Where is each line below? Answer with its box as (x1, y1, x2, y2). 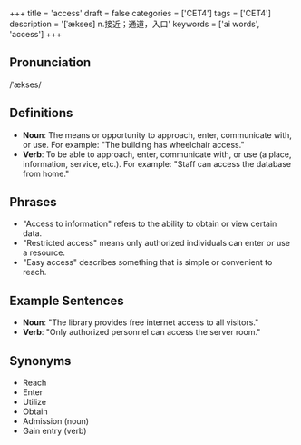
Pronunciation (9, 54, 92, 71)
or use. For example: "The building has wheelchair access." (22, 139, 245, 150)
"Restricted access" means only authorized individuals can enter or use (22, 238, 290, 249)
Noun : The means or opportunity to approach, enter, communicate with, (22, 129, 293, 140)
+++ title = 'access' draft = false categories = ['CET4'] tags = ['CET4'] (9, 8, 272, 18)
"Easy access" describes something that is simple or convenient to (22, 257, 273, 268)
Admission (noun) (22, 416, 89, 427)
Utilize (22, 397, 47, 408)
